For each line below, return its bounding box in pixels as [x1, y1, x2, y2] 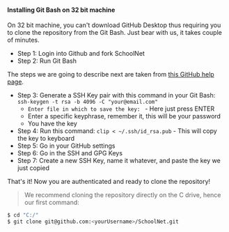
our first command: [24, 199, 80, 207]
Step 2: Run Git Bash [17, 56, 77, 65]
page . [7, 77, 24, 86]
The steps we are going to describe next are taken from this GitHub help [7, 70, 214, 79]
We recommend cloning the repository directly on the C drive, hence [24, 191, 221, 199]
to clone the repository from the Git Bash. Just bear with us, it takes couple [7, 29, 223, 37]
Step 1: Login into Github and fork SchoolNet [17, 49, 145, 58]
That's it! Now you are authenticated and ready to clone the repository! [7, 178, 211, 186]
